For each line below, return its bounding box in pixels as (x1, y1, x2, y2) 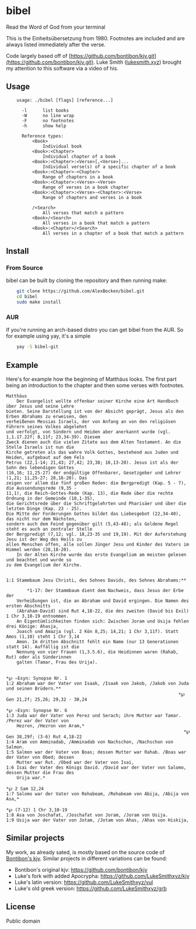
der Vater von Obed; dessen (6, 755, 75, 761)
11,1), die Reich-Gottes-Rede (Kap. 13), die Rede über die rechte (6, 490, 174, 497)
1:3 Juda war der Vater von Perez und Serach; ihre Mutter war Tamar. (6, 713, 181, 719)
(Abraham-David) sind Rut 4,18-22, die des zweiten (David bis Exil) (16, 608, 190, 614)
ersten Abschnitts (6, 603, 51, 609)
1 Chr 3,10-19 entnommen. (6, 613, 69, 620)
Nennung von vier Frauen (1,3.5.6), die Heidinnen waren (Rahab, (16, 649, 179, 655)
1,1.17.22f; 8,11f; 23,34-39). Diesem (6, 434, 100, 440)
